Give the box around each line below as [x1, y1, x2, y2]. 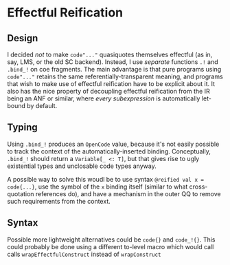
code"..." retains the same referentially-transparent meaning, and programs [7, 72, 223, 81]
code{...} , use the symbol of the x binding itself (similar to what [7, 182, 188, 191]
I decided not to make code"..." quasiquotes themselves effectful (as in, [7, 50, 213, 59]
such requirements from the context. [7, 197, 111, 205]
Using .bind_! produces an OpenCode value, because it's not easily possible [7, 140, 220, 148]
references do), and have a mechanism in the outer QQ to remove [35, 189, 221, 198]
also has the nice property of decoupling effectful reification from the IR [7, 87, 211, 95]
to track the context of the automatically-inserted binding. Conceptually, [7, 147, 211, 156]
